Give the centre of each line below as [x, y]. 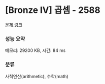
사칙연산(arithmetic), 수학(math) [37, 76]
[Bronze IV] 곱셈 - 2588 [53, 10]
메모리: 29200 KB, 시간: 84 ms [35, 50]
